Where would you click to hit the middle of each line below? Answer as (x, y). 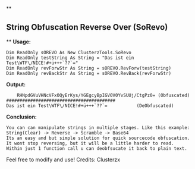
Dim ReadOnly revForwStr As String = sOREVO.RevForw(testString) (89, 68)
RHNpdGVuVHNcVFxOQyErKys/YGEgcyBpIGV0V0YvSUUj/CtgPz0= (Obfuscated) (103, 95)
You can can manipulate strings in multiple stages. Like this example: (98, 127)
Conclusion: (22, 117)
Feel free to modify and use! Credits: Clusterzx (63, 159)
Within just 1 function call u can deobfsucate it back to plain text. (97, 148)
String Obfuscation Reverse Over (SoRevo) (87, 27)
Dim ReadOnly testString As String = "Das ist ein (70, 58)
